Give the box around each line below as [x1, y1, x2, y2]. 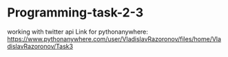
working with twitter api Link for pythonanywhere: [7, 27, 148, 36]
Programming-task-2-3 [7, 5, 144, 21]
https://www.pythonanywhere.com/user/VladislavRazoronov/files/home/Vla [7, 34, 222, 43]
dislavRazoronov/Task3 [7, 42, 74, 50]
